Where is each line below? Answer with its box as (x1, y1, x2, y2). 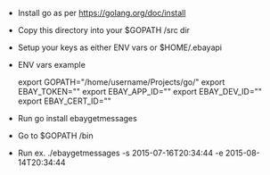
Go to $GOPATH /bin (17, 130, 94, 141)
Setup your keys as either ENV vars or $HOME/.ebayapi (17, 42, 223, 53)
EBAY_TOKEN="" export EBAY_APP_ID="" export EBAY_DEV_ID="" (17, 87, 263, 96)
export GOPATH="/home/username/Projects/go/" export (17, 77, 225, 87)
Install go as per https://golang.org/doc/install (17, 8, 186, 18)
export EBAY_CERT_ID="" (17, 96, 111, 106)
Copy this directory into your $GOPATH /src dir (17, 25, 190, 35)
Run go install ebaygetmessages (17, 113, 138, 123)
